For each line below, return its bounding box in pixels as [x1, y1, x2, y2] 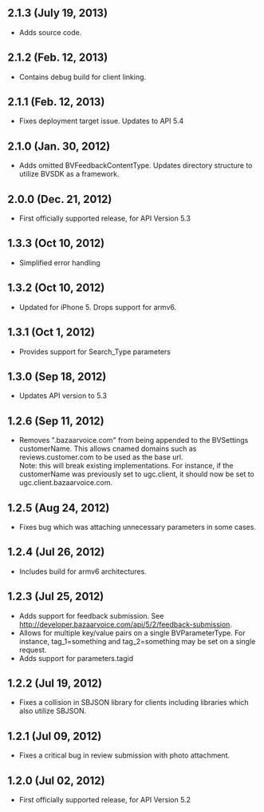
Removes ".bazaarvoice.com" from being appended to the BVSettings [18, 436, 249, 445]
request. [18, 645, 47, 655]
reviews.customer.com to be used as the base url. [18, 452, 183, 462]
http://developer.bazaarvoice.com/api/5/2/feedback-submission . [18, 619, 233, 629]
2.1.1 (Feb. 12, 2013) [7, 95, 105, 109]
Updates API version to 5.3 [18, 391, 107, 400]
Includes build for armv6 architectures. [18, 567, 147, 576]
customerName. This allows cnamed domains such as [18, 444, 197, 454]
